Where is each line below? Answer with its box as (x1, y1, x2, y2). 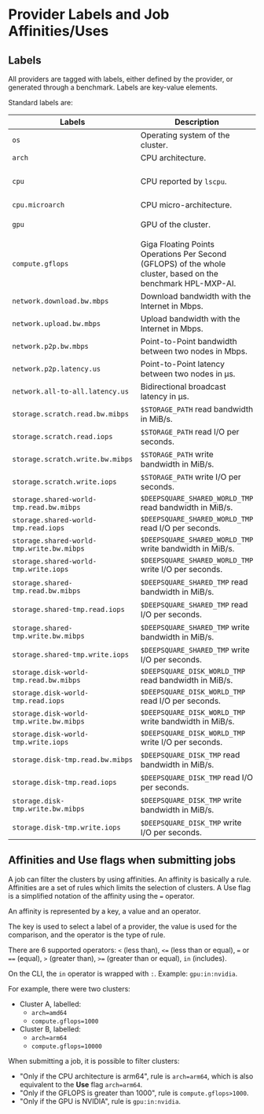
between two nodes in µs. (140, 368, 236, 379)
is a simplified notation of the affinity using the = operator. (8, 891, 195, 900)
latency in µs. (140, 391, 190, 401)
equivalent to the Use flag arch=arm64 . (19, 1079, 143, 1089)
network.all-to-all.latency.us (12, 387, 130, 396)
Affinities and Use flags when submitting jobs (8, 854, 236, 867)
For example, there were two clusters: (8, 984, 131, 993)
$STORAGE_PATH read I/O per (140, 427, 240, 437)
